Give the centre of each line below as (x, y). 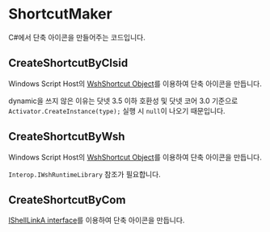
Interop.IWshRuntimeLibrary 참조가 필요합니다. (85, 174)
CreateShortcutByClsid (68, 63)
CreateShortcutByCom (67, 199)
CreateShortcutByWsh (67, 137)
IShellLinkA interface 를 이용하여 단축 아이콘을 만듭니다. (97, 220)
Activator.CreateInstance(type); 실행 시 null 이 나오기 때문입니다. (117, 110)
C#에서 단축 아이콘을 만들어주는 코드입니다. (77, 37)
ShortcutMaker (61, 14)
